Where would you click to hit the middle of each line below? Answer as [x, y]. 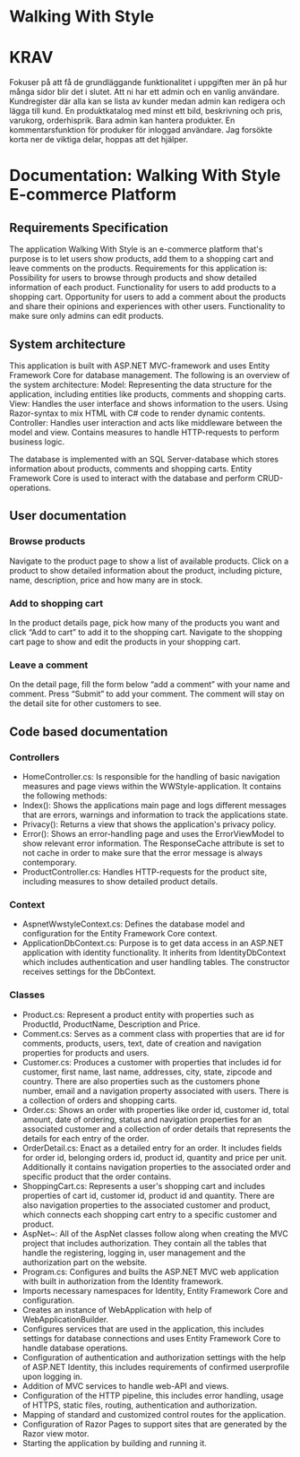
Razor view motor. [56, 1433]
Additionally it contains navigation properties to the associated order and [156, 1167]
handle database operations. [75, 1348]
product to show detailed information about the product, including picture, [146, 570]
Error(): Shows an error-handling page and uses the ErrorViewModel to [153, 833]
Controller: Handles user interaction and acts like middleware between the [146, 422]
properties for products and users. [86, 1052]
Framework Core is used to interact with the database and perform [132, 478]
